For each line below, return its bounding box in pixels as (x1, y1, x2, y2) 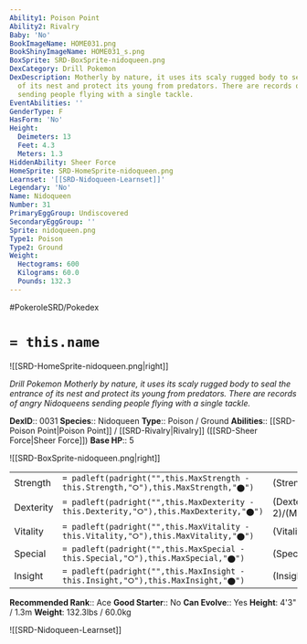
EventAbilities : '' (9, 98, 84, 108)
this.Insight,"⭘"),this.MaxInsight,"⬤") (62, 575, 245, 586)
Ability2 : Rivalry (9, 22, 79, 31)
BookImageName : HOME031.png (9, 38, 117, 48)
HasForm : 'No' (9, 115, 64, 124)
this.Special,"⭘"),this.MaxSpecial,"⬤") (62, 553, 245, 563)
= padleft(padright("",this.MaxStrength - (62, 472, 249, 483)
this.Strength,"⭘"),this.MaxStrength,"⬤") (62, 481, 255, 492)
